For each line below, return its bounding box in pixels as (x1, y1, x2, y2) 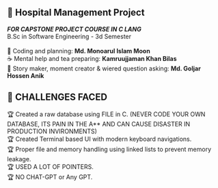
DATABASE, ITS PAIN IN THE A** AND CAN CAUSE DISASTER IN (7, 120, 191, 128)
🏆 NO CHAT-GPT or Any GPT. (7, 172, 93, 181)
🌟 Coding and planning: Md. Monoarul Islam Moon (7, 46, 150, 55)
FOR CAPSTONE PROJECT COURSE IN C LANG (7, 25, 141, 33)
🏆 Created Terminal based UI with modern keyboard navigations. (7, 135, 192, 143)
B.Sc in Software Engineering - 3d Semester (7, 32, 132, 40)
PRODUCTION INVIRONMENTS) (7, 127, 98, 135)
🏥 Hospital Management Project (7, 7, 145, 18)
